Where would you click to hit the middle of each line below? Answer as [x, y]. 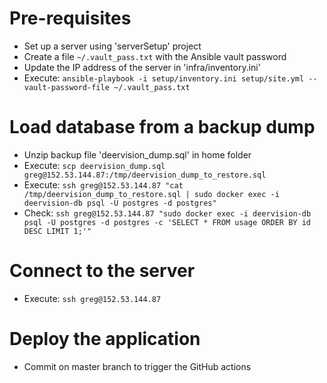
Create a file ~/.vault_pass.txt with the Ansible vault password [155, 56]
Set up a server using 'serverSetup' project [112, 46]
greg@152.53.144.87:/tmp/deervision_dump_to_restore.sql [145, 175]
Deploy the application [105, 339]
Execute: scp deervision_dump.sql [94, 165]
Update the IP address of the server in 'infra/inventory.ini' [142, 67]
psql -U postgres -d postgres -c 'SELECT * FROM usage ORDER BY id [167, 222]
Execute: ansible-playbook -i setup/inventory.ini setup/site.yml [164, 78]
